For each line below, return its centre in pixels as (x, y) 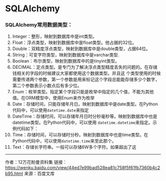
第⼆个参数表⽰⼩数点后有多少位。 (47, 86)
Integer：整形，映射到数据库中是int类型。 (55, 36)
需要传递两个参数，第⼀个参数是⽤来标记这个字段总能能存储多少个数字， (86, 80)
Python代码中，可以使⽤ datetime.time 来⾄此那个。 (64, 141)
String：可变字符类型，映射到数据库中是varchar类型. (66, 55)
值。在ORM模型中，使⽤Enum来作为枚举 (53, 98)
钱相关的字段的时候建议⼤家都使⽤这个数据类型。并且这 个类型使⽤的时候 (86, 73)
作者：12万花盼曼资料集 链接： (36, 162)
